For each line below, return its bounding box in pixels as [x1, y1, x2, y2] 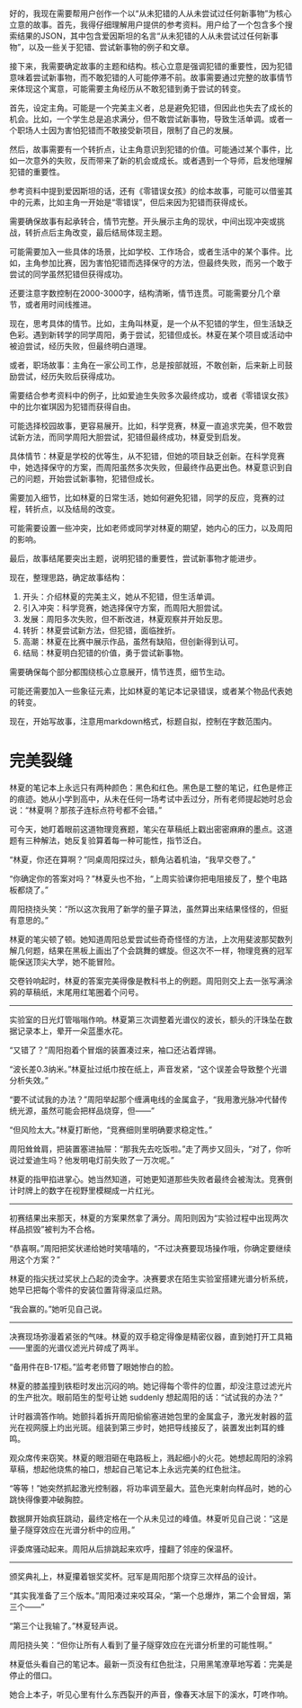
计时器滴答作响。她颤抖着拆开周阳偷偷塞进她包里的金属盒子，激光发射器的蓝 [9, 1410, 293, 1421]
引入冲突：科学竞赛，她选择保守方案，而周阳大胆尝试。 [22, 602, 227, 613]
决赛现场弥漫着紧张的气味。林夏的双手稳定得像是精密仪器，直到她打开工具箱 [9, 1330, 293, 1341]
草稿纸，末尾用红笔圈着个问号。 [24, 986, 144, 997]
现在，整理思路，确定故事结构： [9, 573, 128, 583]
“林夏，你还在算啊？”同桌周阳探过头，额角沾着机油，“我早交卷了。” [9, 854, 256, 865]
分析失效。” [9, 1074, 49, 1085]
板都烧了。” [9, 884, 49, 895]
